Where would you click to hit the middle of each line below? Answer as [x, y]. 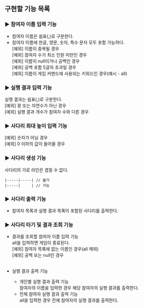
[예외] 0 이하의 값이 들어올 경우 [35, 144]
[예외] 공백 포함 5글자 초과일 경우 [44, 67]
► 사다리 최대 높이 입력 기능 [36, 126]
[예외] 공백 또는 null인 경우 [38, 255]
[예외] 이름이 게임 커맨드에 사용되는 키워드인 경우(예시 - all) [70, 73]
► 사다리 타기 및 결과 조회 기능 [39, 224]
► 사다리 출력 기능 [25, 199]
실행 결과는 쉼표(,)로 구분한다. [34, 99]
